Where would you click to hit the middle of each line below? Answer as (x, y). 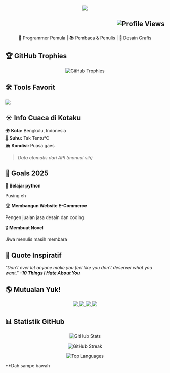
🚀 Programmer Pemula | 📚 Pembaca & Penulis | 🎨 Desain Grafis (85, 38)
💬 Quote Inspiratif (33, 255)
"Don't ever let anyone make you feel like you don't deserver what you (79, 267)
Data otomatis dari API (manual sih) (55, 158)
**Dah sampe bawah (28, 366)
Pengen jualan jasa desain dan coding (45, 217)
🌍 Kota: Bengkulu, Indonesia (36, 131)
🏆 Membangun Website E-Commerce (46, 205)
